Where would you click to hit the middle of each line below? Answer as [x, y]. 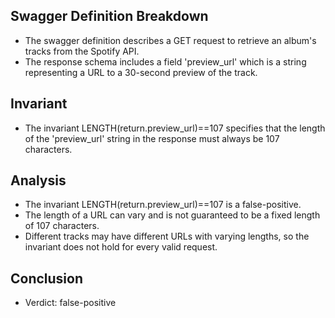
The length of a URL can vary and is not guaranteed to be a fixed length [172, 215]
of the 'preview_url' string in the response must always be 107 [152, 138]
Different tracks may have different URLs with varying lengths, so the [167, 236]
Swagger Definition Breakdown [109, 16]
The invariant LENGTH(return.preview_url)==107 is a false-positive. [163, 205]
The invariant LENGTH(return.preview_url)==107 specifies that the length [175, 128]
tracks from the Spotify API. [82, 51]
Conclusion [47, 278]
